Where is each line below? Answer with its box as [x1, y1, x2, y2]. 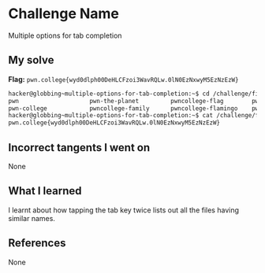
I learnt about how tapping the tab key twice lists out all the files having [8, 205, 239, 215]
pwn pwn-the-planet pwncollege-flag [8, 97, 224, 105]
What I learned [8, 184, 82, 197]
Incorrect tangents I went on [8, 141, 151, 154]
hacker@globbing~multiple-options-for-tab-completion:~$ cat [8, 112, 214, 120]
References [8, 237, 66, 250]
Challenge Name [8, 5, 120, 23]
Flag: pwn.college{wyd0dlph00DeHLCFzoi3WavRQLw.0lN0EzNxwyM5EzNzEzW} [8, 74, 239, 83]
